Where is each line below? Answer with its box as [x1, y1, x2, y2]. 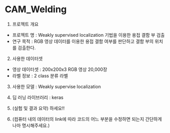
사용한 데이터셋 [12, 55, 43, 62]
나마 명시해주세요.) [12, 122, 50, 128]
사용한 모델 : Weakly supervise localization [12, 83, 101, 90]
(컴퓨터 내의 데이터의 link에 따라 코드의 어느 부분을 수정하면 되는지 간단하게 [12, 116, 162, 122]
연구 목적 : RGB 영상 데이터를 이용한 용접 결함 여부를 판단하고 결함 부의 [12, 38, 154, 44]
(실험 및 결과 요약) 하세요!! [12, 105, 65, 111]
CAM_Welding [5, 4, 67, 15]
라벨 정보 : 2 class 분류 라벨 [12, 72, 69, 78]
